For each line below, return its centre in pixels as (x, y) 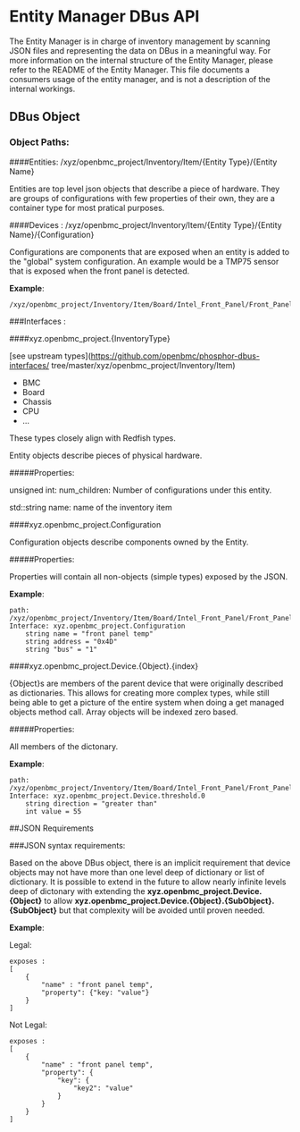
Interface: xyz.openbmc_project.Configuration (97, 626)
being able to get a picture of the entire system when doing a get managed (147, 702)
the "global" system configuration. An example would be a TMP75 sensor (144, 261)
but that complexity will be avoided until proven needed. (162, 910)
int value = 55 (54, 811)
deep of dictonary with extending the (77, 891)
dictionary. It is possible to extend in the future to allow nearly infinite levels (148, 882)
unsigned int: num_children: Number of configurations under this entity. (141, 490)
